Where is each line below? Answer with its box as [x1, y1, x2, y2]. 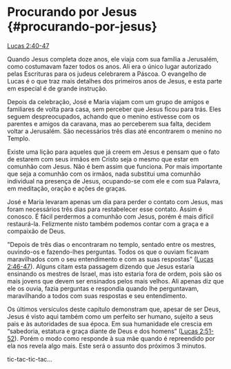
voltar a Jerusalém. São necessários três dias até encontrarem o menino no [7, 127, 222, 135]
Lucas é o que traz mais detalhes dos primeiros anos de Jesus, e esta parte [7, 77, 223, 85]
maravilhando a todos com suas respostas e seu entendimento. [7, 291, 188, 300]
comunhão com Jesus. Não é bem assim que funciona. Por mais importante [7, 162, 223, 170]
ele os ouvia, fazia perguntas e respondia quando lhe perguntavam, [7, 284, 199, 292]
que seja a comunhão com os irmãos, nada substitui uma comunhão [7, 170, 201, 178]
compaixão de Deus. [7, 227, 66, 235]
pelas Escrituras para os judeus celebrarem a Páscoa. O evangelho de [7, 70, 207, 78]
